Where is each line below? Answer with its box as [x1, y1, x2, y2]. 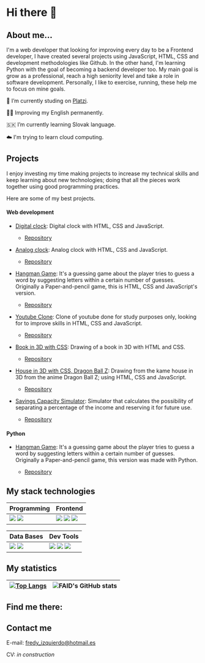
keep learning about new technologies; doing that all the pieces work [6, 176, 181, 183]
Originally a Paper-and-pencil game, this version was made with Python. [15, 457, 198, 464]
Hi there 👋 [6, 6, 57, 20]
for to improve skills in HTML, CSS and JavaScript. [15, 320, 143, 327]
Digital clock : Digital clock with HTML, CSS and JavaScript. [15, 222, 164, 230]
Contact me [6, 623, 52, 633]
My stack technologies [6, 486, 95, 496]
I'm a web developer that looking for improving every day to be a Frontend [6, 46, 194, 53]
